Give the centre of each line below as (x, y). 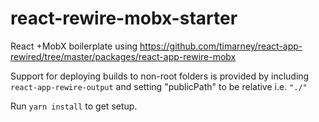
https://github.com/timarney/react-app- (221, 46)
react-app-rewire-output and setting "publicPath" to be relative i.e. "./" (159, 86)
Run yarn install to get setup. (74, 106)
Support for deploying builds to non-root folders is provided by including (160, 76)
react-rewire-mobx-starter (124, 18)
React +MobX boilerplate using (74, 46)
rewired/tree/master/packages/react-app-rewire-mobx (123, 56)
